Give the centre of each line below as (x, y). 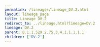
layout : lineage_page (27, 14)
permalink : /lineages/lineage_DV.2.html (47, 10)
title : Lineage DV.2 (26, 19)
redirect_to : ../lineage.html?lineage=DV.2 (50, 23)
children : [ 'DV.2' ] (25, 37)
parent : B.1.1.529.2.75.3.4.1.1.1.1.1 (44, 32)
